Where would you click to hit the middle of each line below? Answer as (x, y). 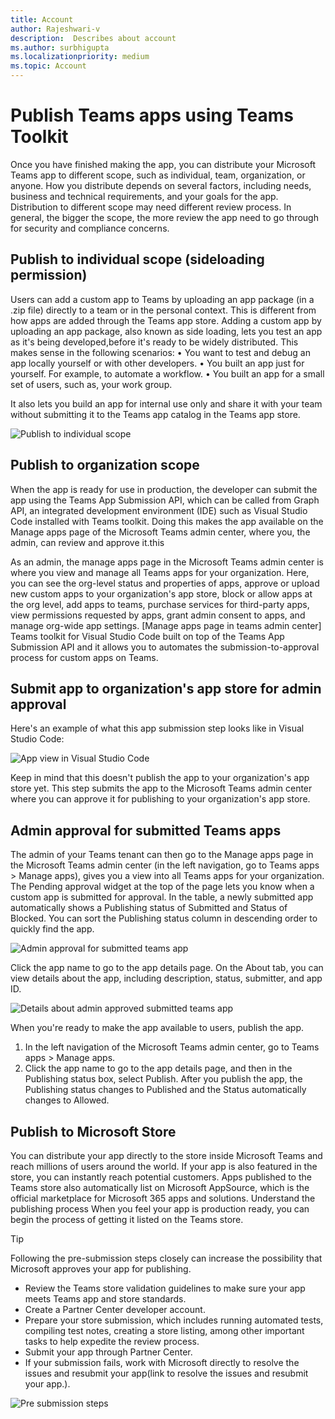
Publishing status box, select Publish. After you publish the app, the (163, 1079)
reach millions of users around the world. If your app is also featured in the (164, 1166)
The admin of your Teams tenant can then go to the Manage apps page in (162, 855)
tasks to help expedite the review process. (112, 1341)
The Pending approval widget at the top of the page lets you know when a (162, 887)
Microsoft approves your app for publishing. (101, 1269)
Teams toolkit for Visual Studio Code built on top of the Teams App (147, 636)
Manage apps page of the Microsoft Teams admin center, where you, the (160, 532)
